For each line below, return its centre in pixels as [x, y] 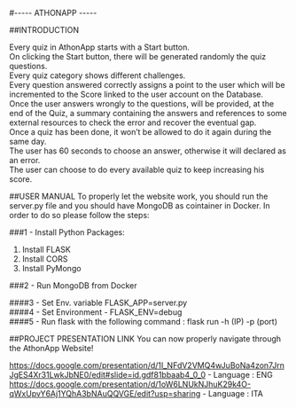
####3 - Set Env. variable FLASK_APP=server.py [98, 302]
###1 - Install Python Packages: [67, 232]
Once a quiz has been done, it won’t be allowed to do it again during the [140, 132]
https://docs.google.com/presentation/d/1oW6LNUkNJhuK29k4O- [130, 384]
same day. [28, 141]
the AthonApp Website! [51, 348]
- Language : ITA [233, 393]
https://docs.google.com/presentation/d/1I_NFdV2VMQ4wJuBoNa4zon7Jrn [147, 365]
